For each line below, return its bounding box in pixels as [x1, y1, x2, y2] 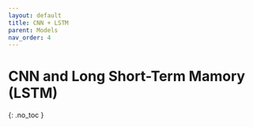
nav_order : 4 [8, 33, 51, 42]
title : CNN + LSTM [8, 19, 69, 27]
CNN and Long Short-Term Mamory [8, 68, 246, 85]
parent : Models [8, 26, 59, 34]
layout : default [8, 11, 62, 20]
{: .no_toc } [8, 110, 44, 120]
